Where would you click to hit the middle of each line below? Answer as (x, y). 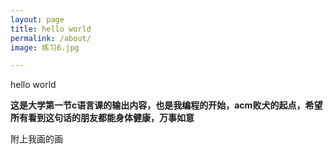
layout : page (37, 19)
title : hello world (51, 29)
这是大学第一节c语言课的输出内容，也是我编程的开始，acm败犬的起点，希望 (166, 105)
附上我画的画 (36, 139)
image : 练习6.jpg (45, 47)
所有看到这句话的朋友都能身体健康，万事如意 (102, 118)
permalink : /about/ (51, 38)
